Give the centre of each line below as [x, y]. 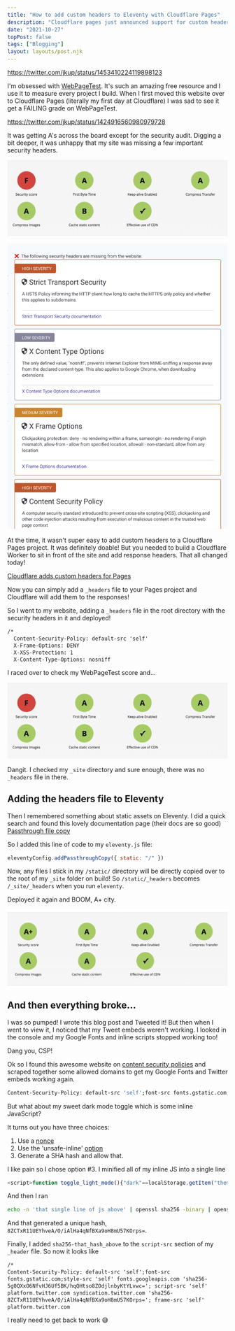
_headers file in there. [38, 777]
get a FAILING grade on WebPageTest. [62, 108]
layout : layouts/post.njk [45, 52]
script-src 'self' [181, 1286]
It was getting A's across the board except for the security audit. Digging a [114, 135]
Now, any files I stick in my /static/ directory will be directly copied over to [116, 871]
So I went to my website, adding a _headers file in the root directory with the [116, 611]
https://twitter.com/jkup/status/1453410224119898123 [85, 72]
